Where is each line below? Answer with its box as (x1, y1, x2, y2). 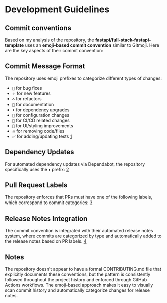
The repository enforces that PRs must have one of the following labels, (5, 194, 152, 200)
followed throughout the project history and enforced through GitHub (5, 277, 147, 283)
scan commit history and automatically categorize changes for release (5, 287, 150, 293)
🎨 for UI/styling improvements (12, 122, 73, 129)
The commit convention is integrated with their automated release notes (5, 228, 153, 234)
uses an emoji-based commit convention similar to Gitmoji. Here (25, 42, 160, 48)
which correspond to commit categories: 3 (5, 199, 93, 206)
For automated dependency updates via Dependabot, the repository (5, 161, 145, 167)
